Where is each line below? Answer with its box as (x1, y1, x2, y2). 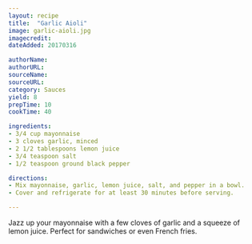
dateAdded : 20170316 (8, 42, 78, 50)
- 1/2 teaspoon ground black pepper (8, 159, 130, 168)
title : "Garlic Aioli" (8, 19, 88, 27)
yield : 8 (8, 93, 38, 101)
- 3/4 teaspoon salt (8, 152, 78, 160)
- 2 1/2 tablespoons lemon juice (8, 145, 120, 153)
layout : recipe (8, 11, 59, 20)
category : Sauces (8, 86, 66, 94)
